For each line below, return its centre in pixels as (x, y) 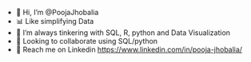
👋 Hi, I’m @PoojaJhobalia (57, 12)
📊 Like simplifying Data (55, 21)
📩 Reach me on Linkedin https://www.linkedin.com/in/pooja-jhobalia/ (129, 49)
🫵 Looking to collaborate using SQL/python (87, 41)
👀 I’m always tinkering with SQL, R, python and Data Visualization (123, 33)
